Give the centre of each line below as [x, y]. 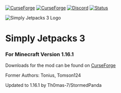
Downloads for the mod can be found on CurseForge [60, 65]
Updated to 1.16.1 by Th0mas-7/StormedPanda [53, 85]
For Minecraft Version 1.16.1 [40, 55]
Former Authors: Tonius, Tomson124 [43, 75]
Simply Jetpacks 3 [45, 39]
